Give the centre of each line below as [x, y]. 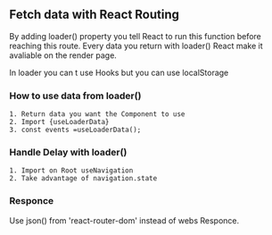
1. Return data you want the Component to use [97, 114]
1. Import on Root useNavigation [71, 171]
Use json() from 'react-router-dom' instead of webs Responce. [124, 220]
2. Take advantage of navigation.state [83, 179]
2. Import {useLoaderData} [59, 122]
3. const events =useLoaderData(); [75, 130]
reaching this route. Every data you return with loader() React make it [136, 46]
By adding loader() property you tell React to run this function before [135, 36]
